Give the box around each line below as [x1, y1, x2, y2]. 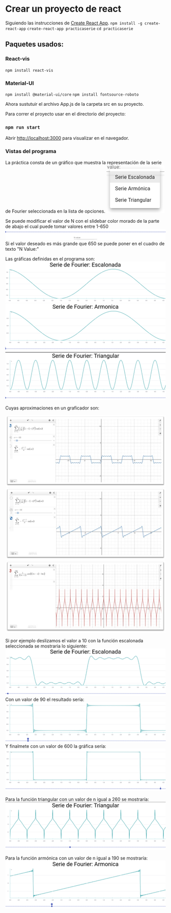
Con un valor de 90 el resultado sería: [5, 696, 84, 702]
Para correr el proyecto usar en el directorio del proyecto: [5, 110, 126, 117]
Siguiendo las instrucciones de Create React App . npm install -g [5, 20, 142, 26]
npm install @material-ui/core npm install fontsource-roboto [5, 92, 139, 97]
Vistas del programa [5, 148, 57, 155]
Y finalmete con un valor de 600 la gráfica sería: [5, 743, 106, 749]
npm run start [5, 124, 40, 130]
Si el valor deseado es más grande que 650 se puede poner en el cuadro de [5, 241, 165, 247]
